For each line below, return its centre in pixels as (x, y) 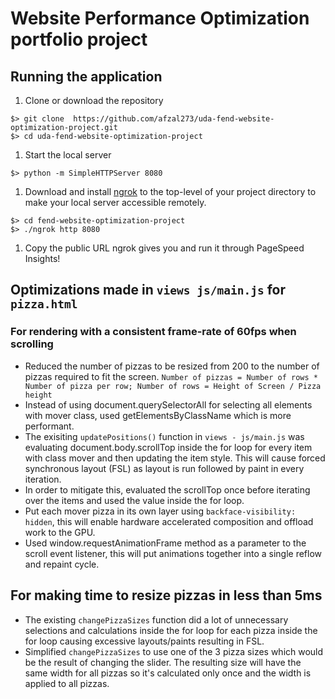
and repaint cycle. (62, 564)
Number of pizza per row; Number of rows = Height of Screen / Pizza (173, 386)
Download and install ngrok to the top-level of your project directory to (170, 191)
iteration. (43, 479)
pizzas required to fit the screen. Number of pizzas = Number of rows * (171, 376)
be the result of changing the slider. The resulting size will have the (163, 662)
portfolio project (79, 39)
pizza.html (44, 304)
